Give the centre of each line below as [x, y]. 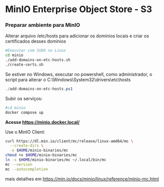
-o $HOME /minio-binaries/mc [39, 150]
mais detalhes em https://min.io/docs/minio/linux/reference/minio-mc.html [82, 179]
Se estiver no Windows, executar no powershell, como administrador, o [79, 74]
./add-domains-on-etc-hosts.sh [38, 60]
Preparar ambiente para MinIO [43, 25]
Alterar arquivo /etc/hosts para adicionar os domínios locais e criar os [77, 36]
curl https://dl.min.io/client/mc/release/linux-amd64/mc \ [69, 141]
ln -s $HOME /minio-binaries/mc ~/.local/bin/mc [56, 160]
